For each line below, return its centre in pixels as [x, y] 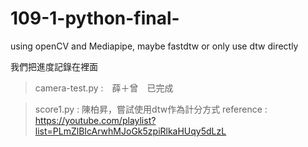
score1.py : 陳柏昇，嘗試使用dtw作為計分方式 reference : [151, 109]
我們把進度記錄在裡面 [54, 66]
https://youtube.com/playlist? [95, 120]
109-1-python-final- [95, 18]
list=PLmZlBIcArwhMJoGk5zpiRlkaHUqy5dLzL [130, 131]
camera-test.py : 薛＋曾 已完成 [104, 88]
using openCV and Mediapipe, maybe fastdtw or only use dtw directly [154, 46]
